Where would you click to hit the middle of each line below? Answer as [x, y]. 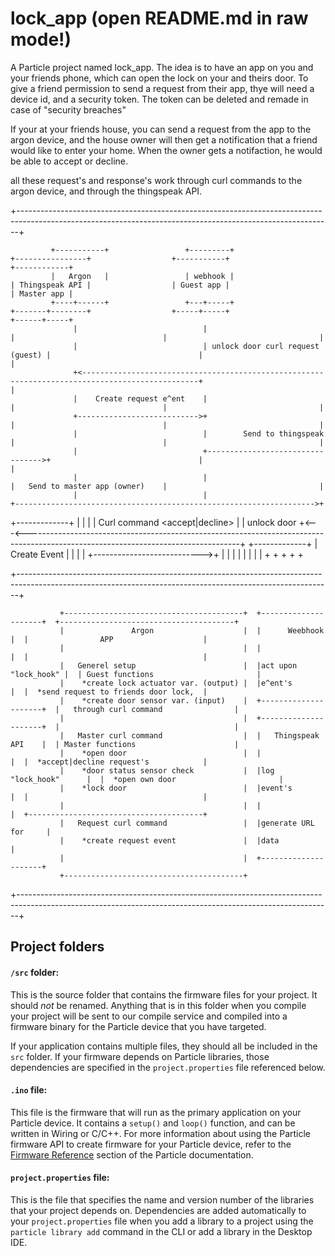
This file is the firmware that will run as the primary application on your [156, 1112]
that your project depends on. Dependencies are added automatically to [158, 1210]
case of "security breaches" [68, 109]
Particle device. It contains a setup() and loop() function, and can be [153, 1123]
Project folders [57, 947]
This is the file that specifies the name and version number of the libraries [162, 1199]
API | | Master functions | [125, 744]
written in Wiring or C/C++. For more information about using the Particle [160, 1133]
